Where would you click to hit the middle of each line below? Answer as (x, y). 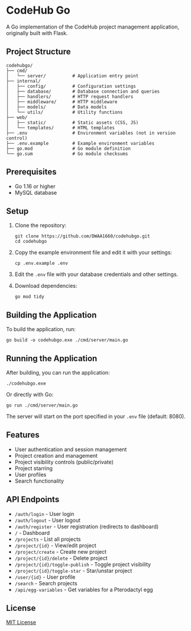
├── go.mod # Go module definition (69, 148)
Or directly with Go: (30, 394)
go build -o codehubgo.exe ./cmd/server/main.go (67, 340)
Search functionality (39, 481)
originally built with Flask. (37, 33)
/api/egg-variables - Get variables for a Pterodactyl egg (84, 589)
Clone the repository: (41, 226)
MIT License (21, 622)
